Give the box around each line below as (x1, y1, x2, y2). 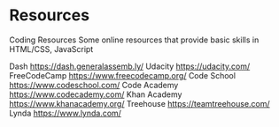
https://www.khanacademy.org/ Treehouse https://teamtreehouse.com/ (9, 98, 270, 108)
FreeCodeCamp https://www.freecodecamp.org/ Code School (9, 70, 236, 80)
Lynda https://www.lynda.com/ (9, 108, 122, 118)
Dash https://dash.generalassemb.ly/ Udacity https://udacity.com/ (9, 61, 251, 71)
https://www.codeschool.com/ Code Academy (9, 79, 179, 90)
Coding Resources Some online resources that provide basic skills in (9, 34, 260, 45)
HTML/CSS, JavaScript (9, 43, 94, 54)
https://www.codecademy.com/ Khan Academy (9, 89, 182, 100)
